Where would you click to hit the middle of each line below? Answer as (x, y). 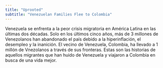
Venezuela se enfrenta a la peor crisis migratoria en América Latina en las (81, 28)
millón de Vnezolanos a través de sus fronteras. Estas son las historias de (80, 50)
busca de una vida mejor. (31, 60)
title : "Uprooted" (24, 10)
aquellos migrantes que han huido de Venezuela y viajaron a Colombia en (80, 55)
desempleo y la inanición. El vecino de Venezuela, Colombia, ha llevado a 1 (81, 44)
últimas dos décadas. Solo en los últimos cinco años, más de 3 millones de (82, 34)
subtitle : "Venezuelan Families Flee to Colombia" (59, 14)
